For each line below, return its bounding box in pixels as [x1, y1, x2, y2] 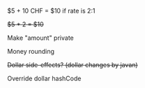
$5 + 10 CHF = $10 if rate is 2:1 [7, 7, 96, 15]
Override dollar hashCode [7, 74, 82, 82]
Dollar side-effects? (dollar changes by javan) [7, 61, 138, 69]
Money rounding [7, 47, 54, 55]
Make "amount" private [7, 34, 75, 42]
